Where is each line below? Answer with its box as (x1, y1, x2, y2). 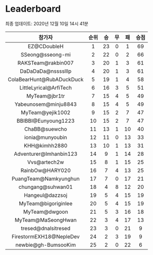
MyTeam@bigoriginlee (18, 200, 72, 207)
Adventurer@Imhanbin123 (14, 150, 78, 157)
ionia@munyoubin (24, 133, 67, 140)
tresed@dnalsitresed (21, 224, 71, 232)
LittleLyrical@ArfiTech (19, 84, 72, 91)
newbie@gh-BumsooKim (15, 241, 76, 248)
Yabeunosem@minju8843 (14, 100, 77, 107)
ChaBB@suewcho (24, 125, 67, 132)
